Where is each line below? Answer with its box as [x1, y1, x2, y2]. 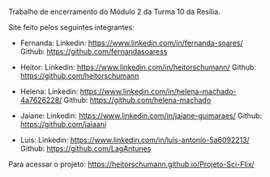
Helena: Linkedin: [19, 86, 79, 96]
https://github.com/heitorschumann [19, 71, 139, 80]
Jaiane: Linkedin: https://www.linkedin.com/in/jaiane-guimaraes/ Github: [19, 111, 262, 120]
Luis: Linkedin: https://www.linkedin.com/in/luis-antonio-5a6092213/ [19, 135, 250, 145]
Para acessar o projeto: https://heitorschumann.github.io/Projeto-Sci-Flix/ [8, 159, 255, 169]
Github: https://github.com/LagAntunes [19, 144, 152, 153]
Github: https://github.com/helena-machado [63, 95, 212, 104]
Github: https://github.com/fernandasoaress [19, 47, 168, 56]
